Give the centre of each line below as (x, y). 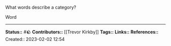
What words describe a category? (41, 7)
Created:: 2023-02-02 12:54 (35, 39)
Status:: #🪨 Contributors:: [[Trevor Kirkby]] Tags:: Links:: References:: (82, 32)
